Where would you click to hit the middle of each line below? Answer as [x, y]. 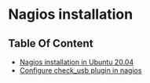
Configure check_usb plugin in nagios [80, 70]
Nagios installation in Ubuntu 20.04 [77, 62]
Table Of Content [51, 43]
